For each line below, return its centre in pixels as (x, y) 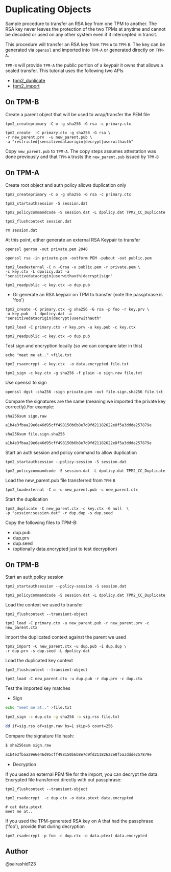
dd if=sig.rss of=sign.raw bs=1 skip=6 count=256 (59, 726)
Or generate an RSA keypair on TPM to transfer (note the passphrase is (88, 294)
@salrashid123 (21, 864)
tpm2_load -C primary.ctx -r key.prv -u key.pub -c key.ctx (71, 327)
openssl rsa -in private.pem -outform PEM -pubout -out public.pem (79, 258)
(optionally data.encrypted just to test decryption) (65, 549)
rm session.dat (21, 230)
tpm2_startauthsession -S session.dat (46, 203)
